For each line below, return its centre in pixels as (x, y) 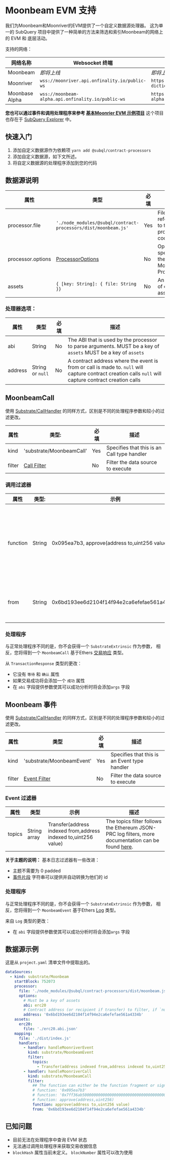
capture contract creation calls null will (115, 373)
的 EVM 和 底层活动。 (28, 38)
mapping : (24, 1033)
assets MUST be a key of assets (106, 353)
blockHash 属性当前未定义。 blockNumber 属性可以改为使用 (73, 1152)
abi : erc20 (35, 1005)
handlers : (29, 1043)
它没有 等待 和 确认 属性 (36, 674)
